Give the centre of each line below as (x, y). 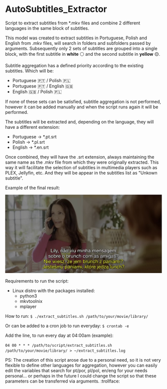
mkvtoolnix (31, 301)
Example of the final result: (33, 188)
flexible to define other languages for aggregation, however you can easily (81, 365)
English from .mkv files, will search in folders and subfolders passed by (78, 43)
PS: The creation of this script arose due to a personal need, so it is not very (83, 360)
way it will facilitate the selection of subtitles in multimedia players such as (81, 167)
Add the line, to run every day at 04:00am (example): (59, 335)
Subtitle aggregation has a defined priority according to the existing (74, 65)
